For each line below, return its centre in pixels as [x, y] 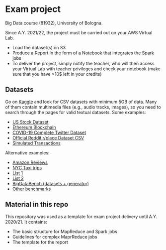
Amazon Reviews [30, 162]
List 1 [18, 173]
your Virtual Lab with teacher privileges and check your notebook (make [86, 69]
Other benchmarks [32, 189]
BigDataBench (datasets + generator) [51, 183]
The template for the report [40, 242]
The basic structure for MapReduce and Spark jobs [65, 231]
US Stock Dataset [30, 122]
